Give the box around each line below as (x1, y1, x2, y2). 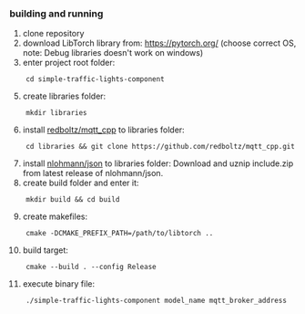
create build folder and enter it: (22, 177, 139, 189)
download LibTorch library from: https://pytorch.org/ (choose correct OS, (22, 37, 297, 48)
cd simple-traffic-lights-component (25, 75, 166, 84)
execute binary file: (22, 278, 96, 289)
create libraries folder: (22, 90, 107, 102)
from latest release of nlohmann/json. (22, 168, 164, 179)
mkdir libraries (25, 109, 88, 118)
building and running (9, 7, 104, 20)
